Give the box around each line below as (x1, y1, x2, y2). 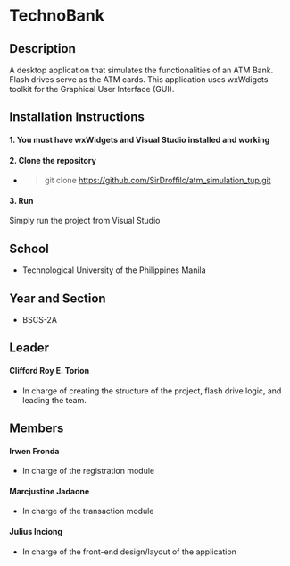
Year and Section (9, 291, 106, 306)
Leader (9, 341, 50, 356)
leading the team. (21, 394, 87, 405)
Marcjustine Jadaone (9, 486, 90, 496)
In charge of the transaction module (21, 506, 154, 517)
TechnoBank (9, 5, 105, 26)
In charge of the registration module (21, 466, 155, 477)
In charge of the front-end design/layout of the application (21, 546, 236, 557)
